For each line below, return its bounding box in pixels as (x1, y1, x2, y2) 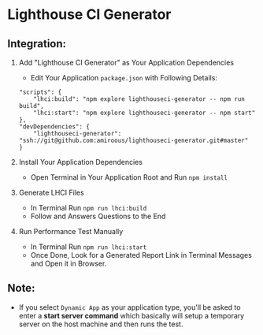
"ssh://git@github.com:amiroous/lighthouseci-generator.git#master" (18, 136, 249, 144)
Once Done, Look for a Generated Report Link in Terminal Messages (30, 251, 253, 259)
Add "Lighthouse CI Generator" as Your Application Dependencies (18, 58, 234, 67)
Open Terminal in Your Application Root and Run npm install (30, 173, 228, 182)
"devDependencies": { (18, 123, 90, 131)
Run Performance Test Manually (18, 227, 124, 236)
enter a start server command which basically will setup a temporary (18, 311, 245, 320)
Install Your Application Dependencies (18, 158, 143, 166)
